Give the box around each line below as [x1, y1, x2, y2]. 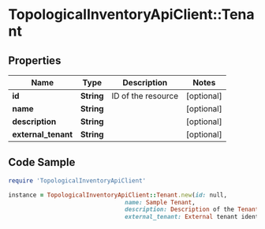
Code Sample [8, 156, 76, 169]
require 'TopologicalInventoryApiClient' [8, 176, 147, 185]
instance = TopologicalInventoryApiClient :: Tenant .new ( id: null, [8, 191, 227, 199]
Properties [8, 54, 62, 67]
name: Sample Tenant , [125, 198, 196, 206]
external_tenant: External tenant [125, 213, 238, 221]
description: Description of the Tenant [125, 205, 259, 214]
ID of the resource [111, 91, 179, 101]
